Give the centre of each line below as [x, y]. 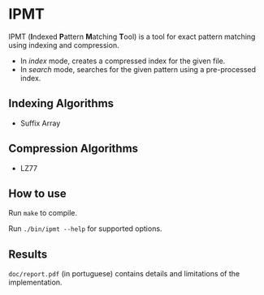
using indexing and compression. [64, 45]
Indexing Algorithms [61, 103]
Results [28, 254]
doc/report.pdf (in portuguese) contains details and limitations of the [124, 274]
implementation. [35, 282]
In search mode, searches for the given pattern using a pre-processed [138, 69]
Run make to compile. [43, 213]
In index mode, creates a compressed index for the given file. [123, 61]
